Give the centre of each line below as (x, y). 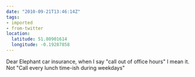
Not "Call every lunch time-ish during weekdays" (66, 68)
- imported (19, 23)
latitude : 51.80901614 (39, 39)
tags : (13, 17)
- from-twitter (25, 28)
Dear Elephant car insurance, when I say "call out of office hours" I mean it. (98, 61)
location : (18, 34)
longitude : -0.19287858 (40, 45)
